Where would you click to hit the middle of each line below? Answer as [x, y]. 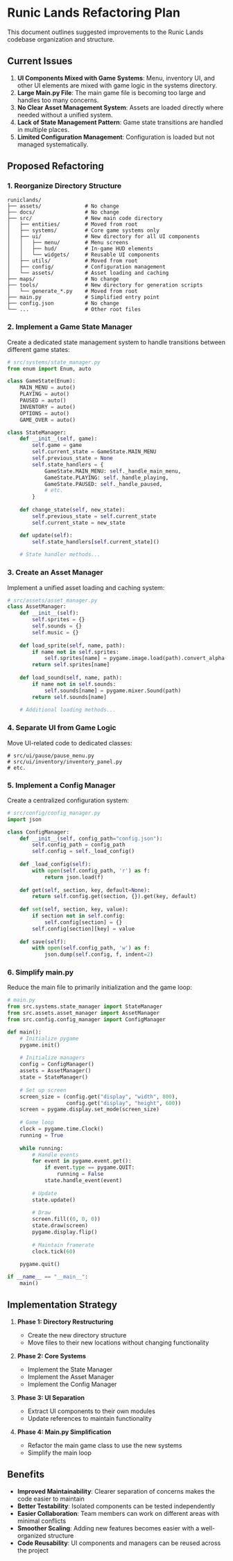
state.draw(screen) [60, 1226]
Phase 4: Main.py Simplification [64, 1432]
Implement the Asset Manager [71, 1376]
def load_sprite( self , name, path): [73, 646]
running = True [42, 1135]
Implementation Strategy [62, 1305]
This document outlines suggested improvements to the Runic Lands [105, 32]
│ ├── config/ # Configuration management [87, 267]
